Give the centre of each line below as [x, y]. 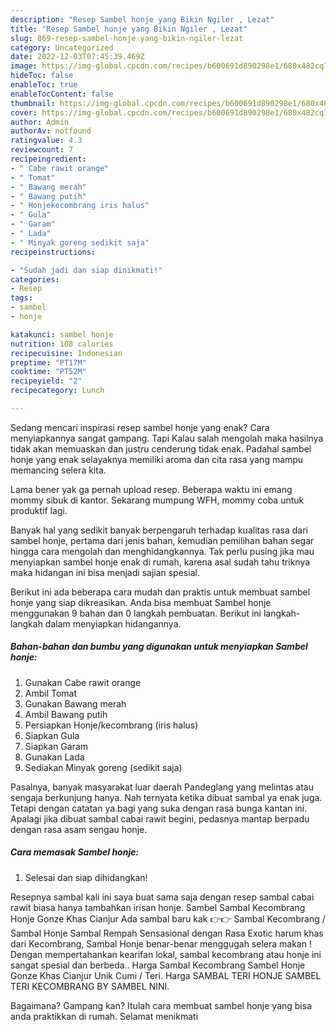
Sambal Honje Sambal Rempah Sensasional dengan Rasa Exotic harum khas [167, 933]
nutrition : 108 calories [62, 344]
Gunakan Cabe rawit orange [83, 682]
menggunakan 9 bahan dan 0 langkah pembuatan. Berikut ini [136, 613]
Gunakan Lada [54, 757]
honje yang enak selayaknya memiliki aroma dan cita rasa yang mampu [157, 459]
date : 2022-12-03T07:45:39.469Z [77, 57]
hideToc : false [42, 76]
